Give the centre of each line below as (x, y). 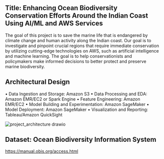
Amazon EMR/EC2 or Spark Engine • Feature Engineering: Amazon (73, 99)
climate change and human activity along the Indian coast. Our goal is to (78, 40)
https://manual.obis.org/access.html (42, 151)
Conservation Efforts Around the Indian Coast (77, 16)
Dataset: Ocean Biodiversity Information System (81, 140)
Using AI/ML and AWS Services (54, 23)
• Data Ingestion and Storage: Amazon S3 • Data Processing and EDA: (76, 94)
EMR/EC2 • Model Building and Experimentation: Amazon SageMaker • (77, 104)
